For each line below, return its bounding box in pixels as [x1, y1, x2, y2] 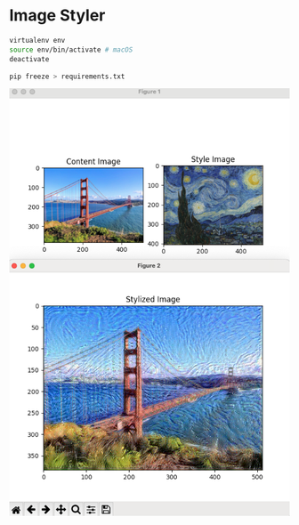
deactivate [9, 54, 50, 63]
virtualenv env [9, 36, 66, 44]
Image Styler [9, 5, 106, 26]
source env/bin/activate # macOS [9, 45, 133, 54]
